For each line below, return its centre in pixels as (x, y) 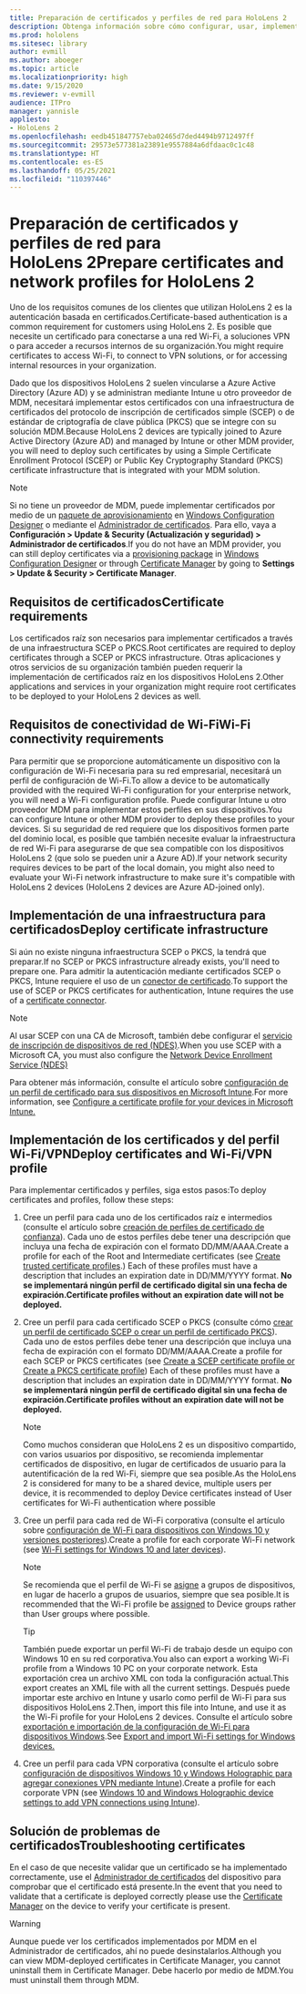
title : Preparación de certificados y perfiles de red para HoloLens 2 (148, 18)
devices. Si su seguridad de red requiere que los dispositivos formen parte (149, 828)
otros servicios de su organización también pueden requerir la (126, 667)
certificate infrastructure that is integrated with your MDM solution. (135, 470)
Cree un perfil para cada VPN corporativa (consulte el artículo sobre (151, 1763)
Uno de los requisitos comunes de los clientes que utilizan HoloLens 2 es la (151, 307)
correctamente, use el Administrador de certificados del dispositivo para (145, 1877)
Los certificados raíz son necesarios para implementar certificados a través (151, 638)
